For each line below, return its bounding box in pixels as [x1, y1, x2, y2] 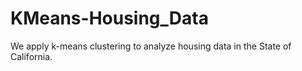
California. [10, 50, 53, 62]
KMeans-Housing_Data [10, 7, 209, 30]
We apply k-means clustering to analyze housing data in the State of [10, 40, 292, 52]
